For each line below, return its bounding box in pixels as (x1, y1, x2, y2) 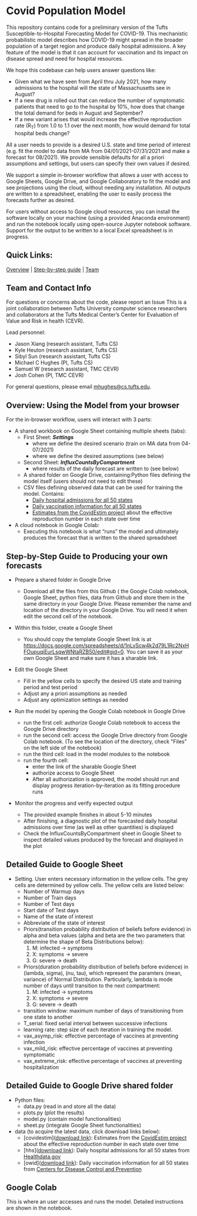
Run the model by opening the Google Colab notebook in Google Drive (14, 707, 186, 714)
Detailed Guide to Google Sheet (6, 860, 123, 870)
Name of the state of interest (23, 913, 94, 920)
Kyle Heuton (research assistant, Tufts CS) (14, 347, 118, 354)
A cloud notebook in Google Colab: (14, 522, 100, 529)
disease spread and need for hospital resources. (6, 55, 123, 62)
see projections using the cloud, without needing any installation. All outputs (6, 184, 191, 191)
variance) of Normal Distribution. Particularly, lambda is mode (23, 976, 173, 983)
